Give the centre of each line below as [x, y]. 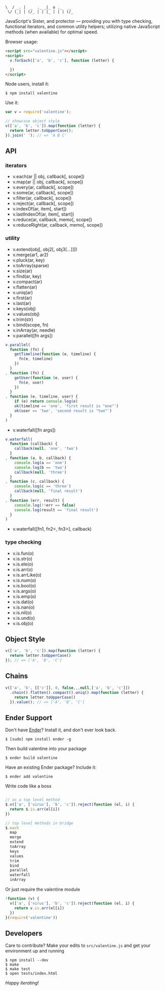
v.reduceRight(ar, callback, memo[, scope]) [58, 225]
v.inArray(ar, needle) [34, 330]
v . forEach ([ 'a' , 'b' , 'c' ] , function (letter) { [62, 60]
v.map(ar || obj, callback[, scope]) [48, 182]
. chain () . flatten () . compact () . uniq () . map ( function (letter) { [77, 692]
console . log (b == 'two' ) [40, 467]
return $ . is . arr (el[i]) [35, 809]
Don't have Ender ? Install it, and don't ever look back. [61, 730]
